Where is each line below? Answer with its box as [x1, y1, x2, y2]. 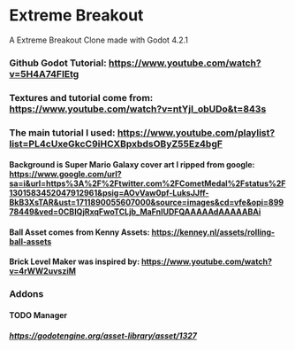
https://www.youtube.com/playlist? [117, 126, 276, 138]
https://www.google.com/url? [9, 169, 122, 180]
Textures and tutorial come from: [9, 91, 154, 104]
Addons [9, 288, 44, 300]
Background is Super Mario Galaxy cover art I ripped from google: [9, 159, 255, 170]
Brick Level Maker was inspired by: [9, 256, 140, 267]
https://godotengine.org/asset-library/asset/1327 [9, 330, 197, 341]
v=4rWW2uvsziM [9, 266, 77, 276]
